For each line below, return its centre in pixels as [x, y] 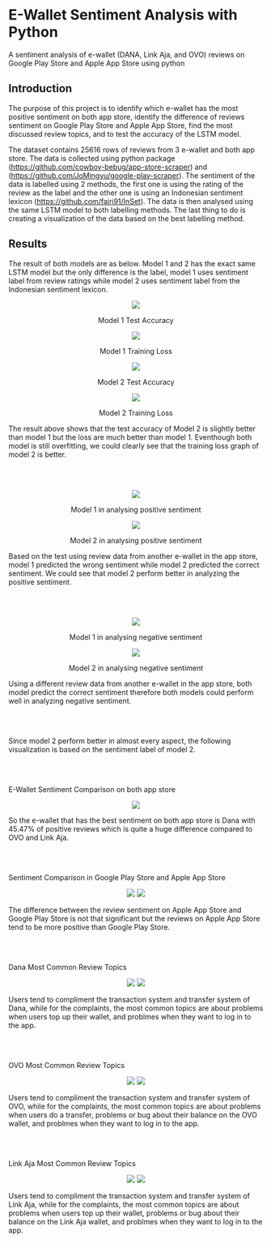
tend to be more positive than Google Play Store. [89, 927]
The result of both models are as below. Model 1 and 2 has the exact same [132, 263]
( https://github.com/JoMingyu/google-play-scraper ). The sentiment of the [132, 175]
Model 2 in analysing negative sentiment [136, 668]
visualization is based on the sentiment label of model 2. [102, 749]
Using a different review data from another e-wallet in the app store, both [130, 683]
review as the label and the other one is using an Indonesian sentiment [126, 193]
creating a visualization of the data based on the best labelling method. [127, 218]
